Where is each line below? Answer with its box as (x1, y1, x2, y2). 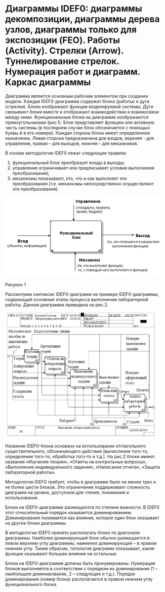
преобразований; (12, 170, 49, 176)
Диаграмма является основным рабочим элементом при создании (5, 93, 148, 99)
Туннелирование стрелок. (5, 55, 120, 67)
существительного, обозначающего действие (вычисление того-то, (5, 448, 149, 454)
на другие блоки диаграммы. (5, 520, 67, 526)
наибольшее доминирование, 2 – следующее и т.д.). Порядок (5, 571, 136, 577)
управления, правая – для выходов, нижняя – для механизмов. (5, 140, 138, 146)
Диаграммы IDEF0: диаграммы (5, 3, 142, 14)
